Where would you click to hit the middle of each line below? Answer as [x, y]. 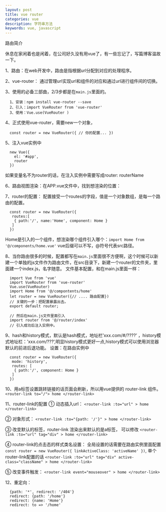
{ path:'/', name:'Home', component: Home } [61, 221]
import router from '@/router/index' [49, 320]
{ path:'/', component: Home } [46, 370]
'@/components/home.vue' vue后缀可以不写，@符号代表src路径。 [71, 246]
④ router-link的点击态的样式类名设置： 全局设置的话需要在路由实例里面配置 [83, 445]
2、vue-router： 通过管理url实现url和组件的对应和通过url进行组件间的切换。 [83, 81]
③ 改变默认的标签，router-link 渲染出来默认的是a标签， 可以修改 [72, 430]
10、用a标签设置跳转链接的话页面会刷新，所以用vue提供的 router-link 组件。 [83, 389]
